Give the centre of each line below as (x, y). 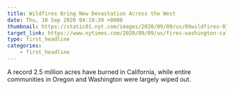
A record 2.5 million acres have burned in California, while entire (99, 72)
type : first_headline (39, 39)
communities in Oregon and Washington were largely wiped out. (99, 79)
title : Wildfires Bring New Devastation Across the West (92, 13)
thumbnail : (23, 26)
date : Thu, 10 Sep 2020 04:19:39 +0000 (65, 20)
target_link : (26, 33)
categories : (24, 46)
